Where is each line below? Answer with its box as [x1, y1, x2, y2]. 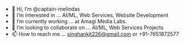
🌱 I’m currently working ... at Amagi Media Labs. [11, 18, 127, 24]
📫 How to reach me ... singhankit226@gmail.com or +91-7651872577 [11, 31, 179, 37]
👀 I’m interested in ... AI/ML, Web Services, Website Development [11, 12, 169, 19]
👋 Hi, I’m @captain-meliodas [11, 6, 81, 12]
